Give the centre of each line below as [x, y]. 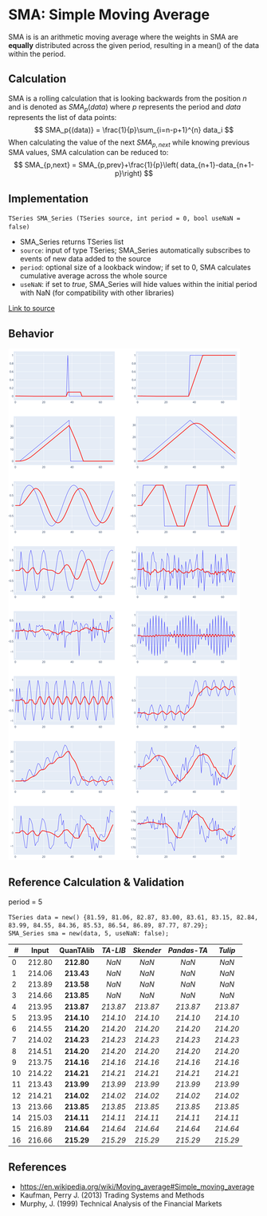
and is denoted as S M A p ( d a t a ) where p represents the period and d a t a [125, 108]
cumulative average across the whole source [93, 276]
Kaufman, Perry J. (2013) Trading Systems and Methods [112, 1195]
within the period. [37, 54]
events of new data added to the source [85, 259]
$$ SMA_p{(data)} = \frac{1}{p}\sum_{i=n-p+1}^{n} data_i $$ [134, 130]
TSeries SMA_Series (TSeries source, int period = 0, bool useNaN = [124, 219]
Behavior [31, 333]
